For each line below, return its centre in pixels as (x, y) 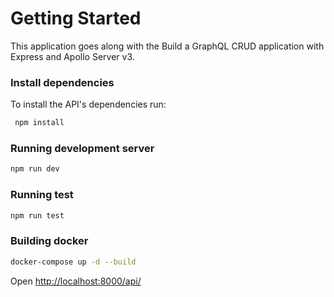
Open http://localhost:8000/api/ (76, 281)
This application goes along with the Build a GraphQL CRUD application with (167, 46)
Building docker (49, 241)
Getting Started (76, 18)
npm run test (37, 215)
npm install (39, 123)
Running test (42, 195)
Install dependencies (62, 82)
